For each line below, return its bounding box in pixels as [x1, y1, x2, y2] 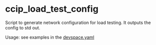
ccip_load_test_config [5, 3, 99, 15]
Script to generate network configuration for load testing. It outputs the [5, 20, 151, 25]
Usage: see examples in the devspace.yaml [5, 34, 95, 40]
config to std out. [5, 24, 41, 30]
